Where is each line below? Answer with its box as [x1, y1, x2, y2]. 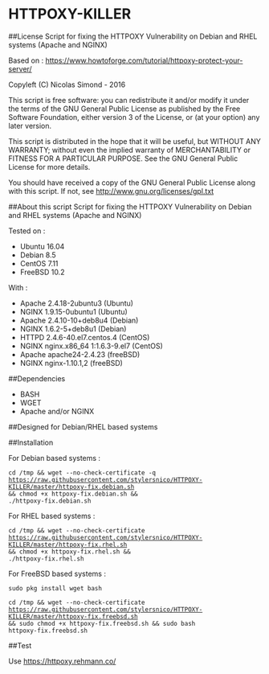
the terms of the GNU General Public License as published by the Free [8, 104, 241, 113]
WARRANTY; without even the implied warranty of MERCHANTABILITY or [8, 145, 251, 154]
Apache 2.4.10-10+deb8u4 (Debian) [19, 315, 139, 325]
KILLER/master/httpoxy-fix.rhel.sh [8, 540, 128, 549]
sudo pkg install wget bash [8, 584, 103, 592]
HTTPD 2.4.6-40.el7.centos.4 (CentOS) [19, 332, 150, 342]
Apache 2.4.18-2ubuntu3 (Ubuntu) [19, 298, 134, 308]
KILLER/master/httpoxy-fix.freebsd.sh [8, 612, 138, 620]
